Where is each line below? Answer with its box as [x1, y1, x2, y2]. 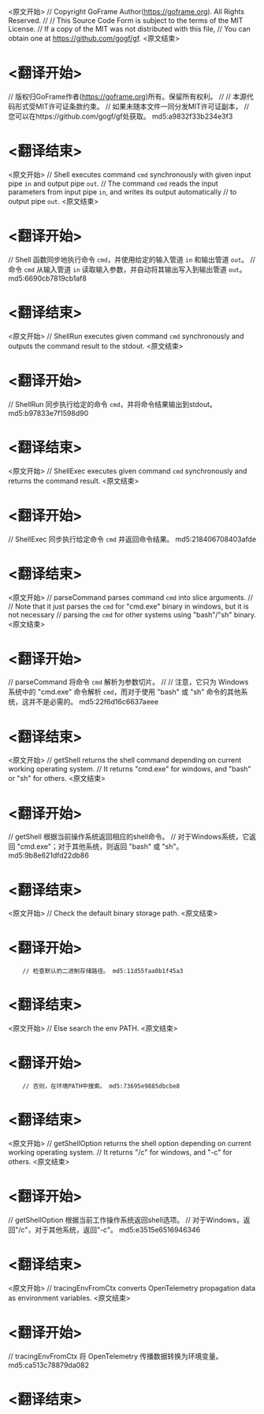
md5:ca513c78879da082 [8, 1360, 89, 1370]
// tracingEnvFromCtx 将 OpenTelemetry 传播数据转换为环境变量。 [8, 1351, 223, 1361]
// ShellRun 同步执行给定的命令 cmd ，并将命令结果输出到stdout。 [8, 399, 217, 409]
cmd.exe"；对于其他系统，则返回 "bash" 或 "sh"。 [20, 842, 184, 851]
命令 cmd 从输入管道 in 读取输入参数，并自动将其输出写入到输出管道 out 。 [8, 264, 247, 274]
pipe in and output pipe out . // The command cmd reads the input [8, 179, 218, 188]
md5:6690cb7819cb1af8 [8, 273, 87, 283]
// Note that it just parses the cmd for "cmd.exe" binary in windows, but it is [8, 601, 250, 611]
